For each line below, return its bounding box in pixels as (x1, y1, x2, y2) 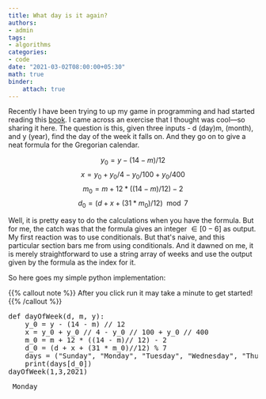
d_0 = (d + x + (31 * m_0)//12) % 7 (25, 343, 168, 352)
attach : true (22, 85, 66, 93)
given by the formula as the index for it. (8, 258, 136, 267)
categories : (8, 48, 47, 56)
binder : (8, 77, 34, 85)
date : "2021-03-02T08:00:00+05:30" (8, 63, 126, 71)
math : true (8, 70, 44, 78)
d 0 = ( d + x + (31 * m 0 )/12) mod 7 (78, 198, 188, 209)
